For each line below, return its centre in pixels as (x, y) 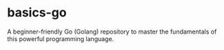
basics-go (37, 13)
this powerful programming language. (61, 38)
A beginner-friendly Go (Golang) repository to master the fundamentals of (112, 32)
